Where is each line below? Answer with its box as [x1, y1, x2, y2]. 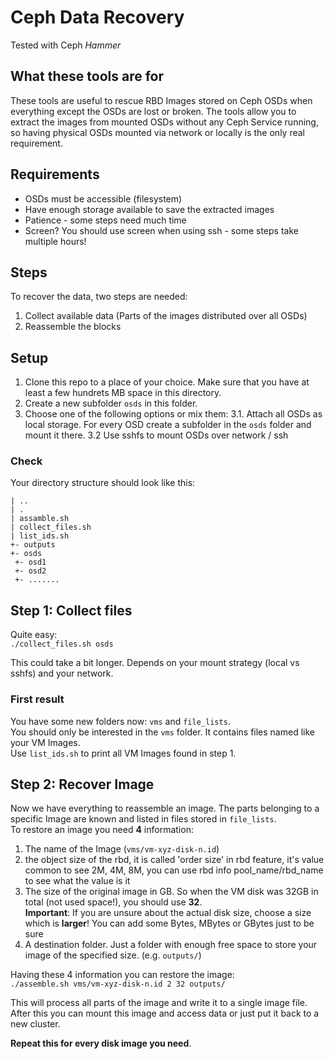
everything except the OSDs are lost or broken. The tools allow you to [10, 105, 297, 117]
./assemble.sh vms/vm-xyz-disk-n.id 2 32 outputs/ [10, 979, 226, 990]
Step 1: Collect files [10, 602, 133, 619]
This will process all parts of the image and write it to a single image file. [10, 997, 308, 1009]
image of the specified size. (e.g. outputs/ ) [24, 949, 202, 961]
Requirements [10, 166, 100, 183]
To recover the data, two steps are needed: [10, 291, 188, 303]
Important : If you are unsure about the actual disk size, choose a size [24, 907, 312, 919]
